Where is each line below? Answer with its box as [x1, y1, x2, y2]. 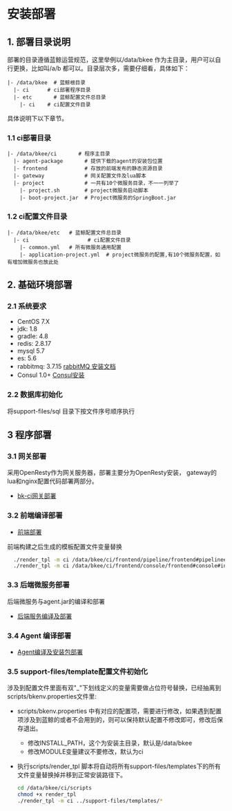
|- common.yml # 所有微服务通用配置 [19, 244, 122, 251]
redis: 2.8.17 [17, 340, 52, 348]
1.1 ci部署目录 [7, 133, 52, 142]
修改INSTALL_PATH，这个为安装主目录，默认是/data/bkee [27, 739, 193, 748]
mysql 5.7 [17, 346, 45, 355]
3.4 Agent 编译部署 [7, 631, 72, 641]
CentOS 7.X [17, 317, 50, 326]
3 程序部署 [7, 429, 52, 440]
